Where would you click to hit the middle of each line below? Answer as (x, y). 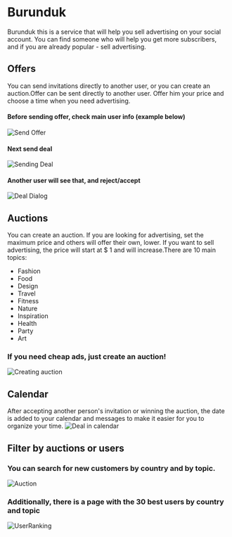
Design (28, 286)
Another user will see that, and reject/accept (74, 180)
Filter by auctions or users (66, 448)
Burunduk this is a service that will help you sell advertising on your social (114, 32)
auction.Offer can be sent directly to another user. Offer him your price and (116, 93)
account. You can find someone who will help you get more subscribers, (112, 39)
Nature (27, 309)
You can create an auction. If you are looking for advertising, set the (105, 235)
